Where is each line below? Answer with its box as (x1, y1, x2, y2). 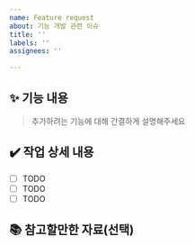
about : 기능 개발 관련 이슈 (9, 22, 100, 31)
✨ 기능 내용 (9, 90, 69, 105)
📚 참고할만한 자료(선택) (9, 222, 135, 238)
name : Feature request (9, 13, 94, 23)
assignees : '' (9, 47, 63, 56)
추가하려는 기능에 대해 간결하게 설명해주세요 (31, 115, 186, 126)
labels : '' (9, 38, 50, 48)
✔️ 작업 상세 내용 (9, 145, 94, 160)
